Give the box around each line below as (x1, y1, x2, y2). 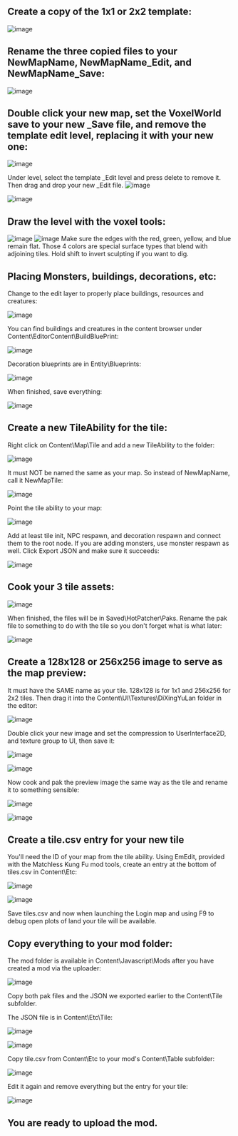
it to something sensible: (7, 785, 80, 794)
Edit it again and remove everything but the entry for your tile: (7, 1082, 188, 1091)
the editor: (7, 701, 38, 709)
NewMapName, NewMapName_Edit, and (7, 56, 192, 69)
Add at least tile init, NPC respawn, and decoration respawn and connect (7, 531, 221, 539)
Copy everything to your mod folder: (7, 938, 173, 950)
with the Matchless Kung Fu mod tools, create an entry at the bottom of (7, 860, 217, 869)
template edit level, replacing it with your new (7, 130, 214, 142)
